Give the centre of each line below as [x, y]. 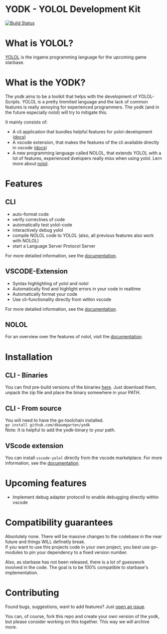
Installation [29, 357]
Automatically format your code [45, 294]
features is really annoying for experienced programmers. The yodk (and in [82, 107]
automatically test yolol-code [42, 225]
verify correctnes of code [39, 219]
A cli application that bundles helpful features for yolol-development [82, 131]
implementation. [22, 573]
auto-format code [30, 214]
